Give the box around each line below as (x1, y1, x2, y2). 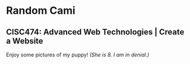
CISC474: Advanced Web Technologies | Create (6, 27, 185, 37)
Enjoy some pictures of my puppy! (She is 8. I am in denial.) (6, 51, 150, 58)
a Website (6, 36, 44, 46)
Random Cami (6, 4, 76, 17)
